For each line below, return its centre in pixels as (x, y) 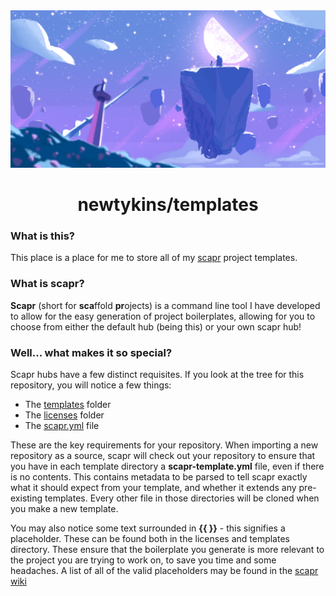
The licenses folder (64, 415)
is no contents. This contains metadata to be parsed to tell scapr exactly (159, 477)
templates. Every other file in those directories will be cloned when (182, 498)
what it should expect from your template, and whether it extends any (153, 488)
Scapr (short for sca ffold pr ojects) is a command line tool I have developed (165, 305)
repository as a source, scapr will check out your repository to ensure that (163, 456)
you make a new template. (64, 509)
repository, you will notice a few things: (91, 385)
